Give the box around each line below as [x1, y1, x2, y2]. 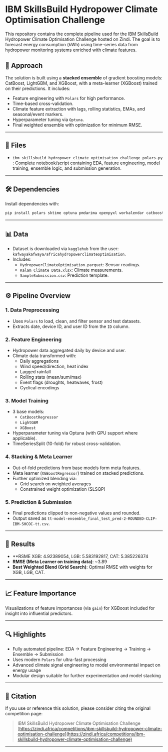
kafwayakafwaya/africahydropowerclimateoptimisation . [12, 251, 126, 257]
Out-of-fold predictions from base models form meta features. [12, 465, 141, 471]
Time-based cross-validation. [12, 100, 73, 106]
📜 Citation [5, 692, 36, 700]
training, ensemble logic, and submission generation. [12, 165, 121, 171]
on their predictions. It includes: [5, 85, 70, 91]
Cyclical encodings [19, 385, 59, 391]
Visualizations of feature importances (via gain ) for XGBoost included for [5, 605, 155, 611]
